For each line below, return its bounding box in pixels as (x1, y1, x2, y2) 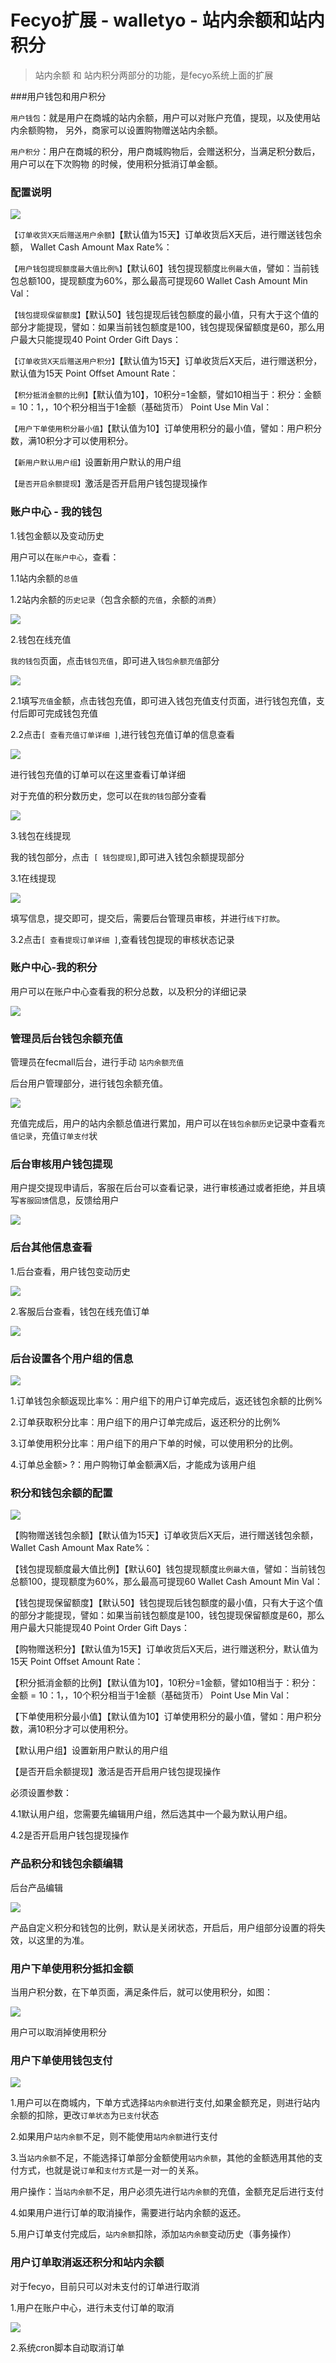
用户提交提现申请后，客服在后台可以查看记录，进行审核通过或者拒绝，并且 (10, 1182, 317, 1194)
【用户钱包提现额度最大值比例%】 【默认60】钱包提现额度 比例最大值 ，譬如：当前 (10, 262, 311, 275)
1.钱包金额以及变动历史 (10, 529, 105, 541)
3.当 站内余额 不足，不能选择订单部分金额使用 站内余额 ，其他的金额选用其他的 (10, 2152, 315, 2164)
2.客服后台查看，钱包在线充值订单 (10, 1305, 150, 1317)
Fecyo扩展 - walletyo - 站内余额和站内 (10, 9, 325, 32)
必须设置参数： (10, 1787, 72, 1799)
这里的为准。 (36, 1934, 90, 1946)
